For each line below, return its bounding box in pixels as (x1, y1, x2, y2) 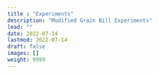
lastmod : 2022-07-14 (7, 37, 68, 44)
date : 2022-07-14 (7, 30, 58, 37)
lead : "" (7, 23, 33, 30)
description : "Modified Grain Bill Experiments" (7, 17, 153, 24)
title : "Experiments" (7, 10, 74, 18)
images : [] (7, 50, 39, 57)
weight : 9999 (7, 56, 46, 63)
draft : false (7, 43, 46, 50)
